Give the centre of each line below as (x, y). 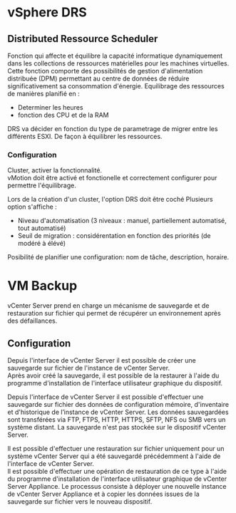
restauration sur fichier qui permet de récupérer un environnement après (114, 313)
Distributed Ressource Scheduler (83, 39)
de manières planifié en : (43, 94)
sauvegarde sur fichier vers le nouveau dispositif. (80, 502)
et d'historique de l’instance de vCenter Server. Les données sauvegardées (118, 412)
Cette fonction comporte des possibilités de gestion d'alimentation (105, 71)
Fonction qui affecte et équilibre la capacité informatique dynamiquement (115, 56)
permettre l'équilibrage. (42, 185)
